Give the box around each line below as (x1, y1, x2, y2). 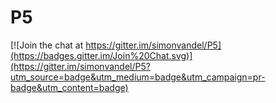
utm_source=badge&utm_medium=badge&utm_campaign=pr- (10, 71, 266, 83)
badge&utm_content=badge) (10, 81, 129, 93)
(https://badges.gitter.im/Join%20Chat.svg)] (10, 49, 193, 61)
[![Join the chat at (10, 39, 84, 51)
